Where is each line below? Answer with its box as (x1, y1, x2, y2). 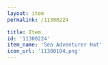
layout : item (7, 10, 44, 17)
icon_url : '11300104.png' (7, 48, 81, 55)
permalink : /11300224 (7, 16, 69, 23)
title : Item (7, 29, 41, 36)
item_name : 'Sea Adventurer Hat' (7, 42, 103, 49)
